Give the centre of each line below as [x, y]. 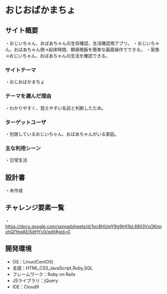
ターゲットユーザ [26, 122]
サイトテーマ [21, 70]
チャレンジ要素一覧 [35, 208]
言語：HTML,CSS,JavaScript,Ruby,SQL [53, 268]
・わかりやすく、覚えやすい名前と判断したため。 [55, 108]
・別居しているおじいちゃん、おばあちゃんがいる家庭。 [62, 134]
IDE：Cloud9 [25, 286]
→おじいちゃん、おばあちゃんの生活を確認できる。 [58, 56]
